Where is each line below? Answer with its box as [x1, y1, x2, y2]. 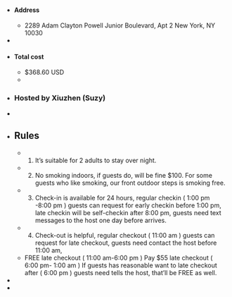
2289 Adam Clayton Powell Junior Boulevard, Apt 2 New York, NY [24, 21, 216, 30]
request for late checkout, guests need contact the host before [34, 238, 217, 247]
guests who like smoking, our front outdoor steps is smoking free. [34, 178, 226, 187]
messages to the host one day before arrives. [34, 216, 167, 224]
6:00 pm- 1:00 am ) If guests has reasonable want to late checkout [24, 261, 218, 269]
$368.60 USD [24, 68, 65, 77]
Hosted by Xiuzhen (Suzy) [13, 93, 106, 103]
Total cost [13, 52, 44, 61]
